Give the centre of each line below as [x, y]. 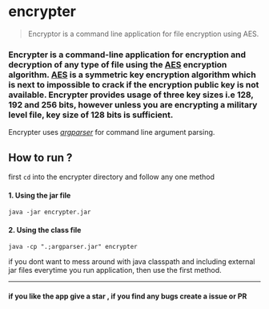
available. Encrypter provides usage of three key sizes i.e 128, [131, 95]
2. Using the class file [45, 230]
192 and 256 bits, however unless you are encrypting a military [133, 104]
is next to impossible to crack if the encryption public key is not [134, 84]
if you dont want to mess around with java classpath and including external [132, 262]
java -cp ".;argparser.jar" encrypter [73, 247]
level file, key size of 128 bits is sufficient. [91, 115]
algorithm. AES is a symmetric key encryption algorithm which [132, 75]
